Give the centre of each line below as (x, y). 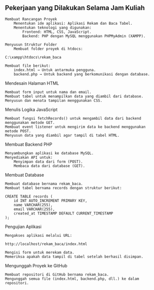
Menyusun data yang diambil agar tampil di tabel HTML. (62, 135)
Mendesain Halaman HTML (32, 83)
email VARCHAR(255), (34, 209)
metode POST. (18, 131)
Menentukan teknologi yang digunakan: (53, 28)
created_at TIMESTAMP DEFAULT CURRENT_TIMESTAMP (63, 213)
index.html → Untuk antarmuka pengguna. (55, 70)
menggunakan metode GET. (30, 122)
